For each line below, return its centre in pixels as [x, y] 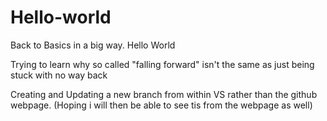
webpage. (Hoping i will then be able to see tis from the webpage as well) [161, 105]
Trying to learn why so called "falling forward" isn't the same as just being [162, 64]
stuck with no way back [59, 75]
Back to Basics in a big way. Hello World [93, 45]
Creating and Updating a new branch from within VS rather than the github [164, 94]
